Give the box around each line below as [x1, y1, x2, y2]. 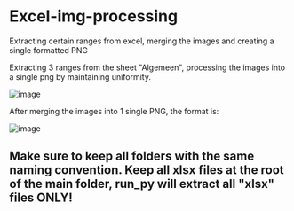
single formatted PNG [9, 44, 89, 55]
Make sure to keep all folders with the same [9, 149, 255, 164]
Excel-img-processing [9, 6, 179, 27]
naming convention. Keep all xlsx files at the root [9, 162, 284, 178]
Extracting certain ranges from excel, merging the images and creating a [9, 35, 274, 46]
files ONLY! [9, 191, 73, 206]
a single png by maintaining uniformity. [9, 71, 151, 82]
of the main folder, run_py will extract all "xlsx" [9, 176, 275, 191]
